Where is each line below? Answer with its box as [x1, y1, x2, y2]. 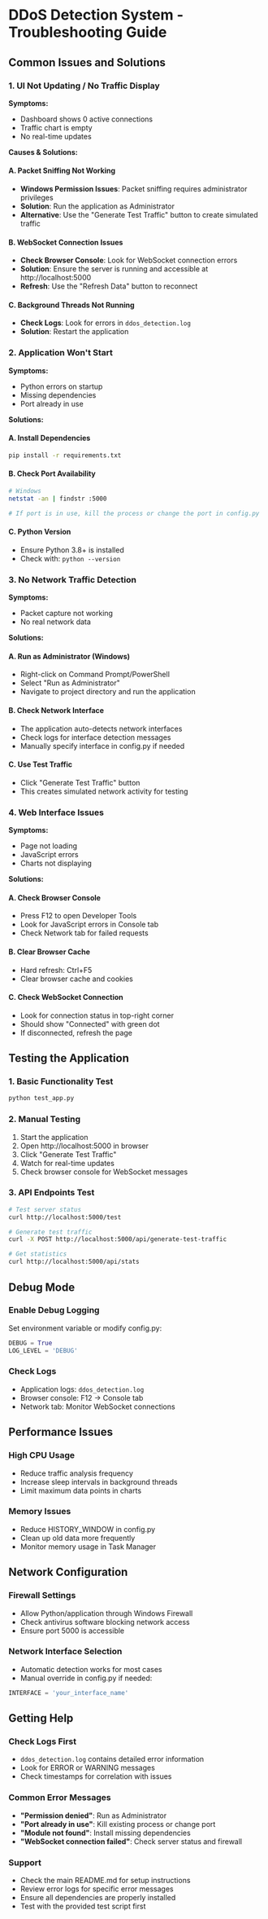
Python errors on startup [19, 381, 103, 391]
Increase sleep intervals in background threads [19, 1477, 178, 1486]
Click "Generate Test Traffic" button [19, 777, 140, 787]
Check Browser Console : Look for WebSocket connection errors [19, 255, 238, 266]
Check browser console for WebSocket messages [19, 1167, 188, 1177]
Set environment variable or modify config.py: [8, 1323, 162, 1333]
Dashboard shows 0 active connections [19, 114, 153, 124]
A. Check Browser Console [8, 892, 102, 902]
